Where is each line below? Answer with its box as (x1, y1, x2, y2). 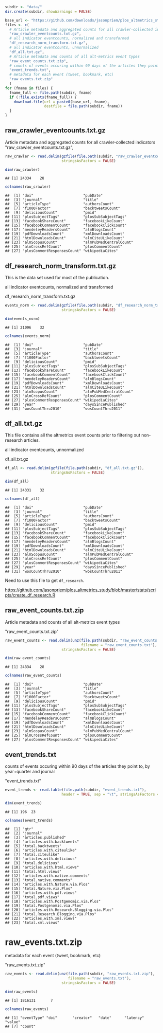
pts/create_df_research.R (5, 592, 56, 598)
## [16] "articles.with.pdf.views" (5, 890, 77, 895)
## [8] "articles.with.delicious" (5, 856, 77, 861)
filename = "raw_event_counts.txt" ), (81, 642, 158, 647)
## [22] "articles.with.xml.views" (5, 916, 77, 921)
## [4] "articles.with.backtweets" (5, 839, 79, 844)
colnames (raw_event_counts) (5, 673, 62, 678)
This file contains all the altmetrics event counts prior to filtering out (5, 432, 141, 438)
